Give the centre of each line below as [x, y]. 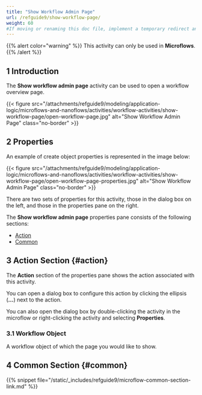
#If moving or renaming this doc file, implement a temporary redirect [98, 29]
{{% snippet [21, 380]
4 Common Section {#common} [67, 365]
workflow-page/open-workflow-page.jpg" [59, 117]
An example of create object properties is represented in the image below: [98, 156]
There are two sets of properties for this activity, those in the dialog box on [99, 199]
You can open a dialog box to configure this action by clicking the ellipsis [96, 293]
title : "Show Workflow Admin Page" [51, 12]
